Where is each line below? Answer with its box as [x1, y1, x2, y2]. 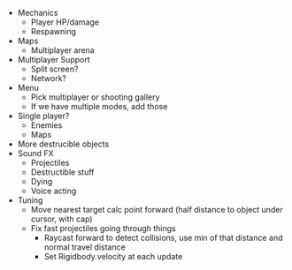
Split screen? [30, 64, 79, 74]
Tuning [17, 195, 43, 206]
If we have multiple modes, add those [30, 101, 168, 111]
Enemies [30, 120, 63, 131]
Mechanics [17, 8, 58, 18]
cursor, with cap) [30, 214, 93, 224]
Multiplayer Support [17, 55, 90, 64]
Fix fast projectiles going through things [30, 223, 176, 233]
